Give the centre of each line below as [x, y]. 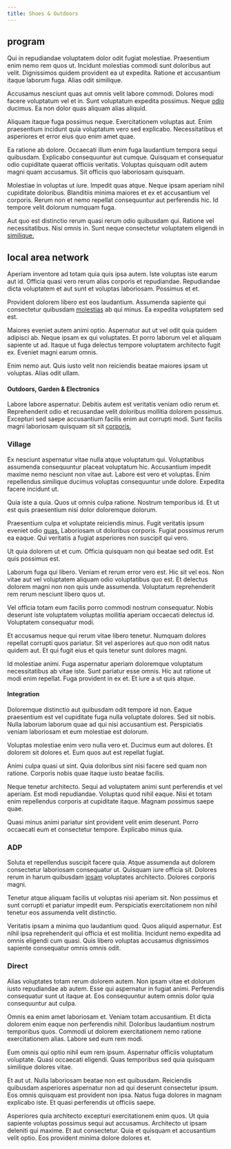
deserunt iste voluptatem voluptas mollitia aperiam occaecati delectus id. [111, 615]
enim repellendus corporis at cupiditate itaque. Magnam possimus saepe [111, 801]
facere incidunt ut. [33, 489]
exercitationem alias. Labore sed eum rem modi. [75, 1038]
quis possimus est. [34, 559]
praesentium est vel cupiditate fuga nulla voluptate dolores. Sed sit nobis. [111, 716]
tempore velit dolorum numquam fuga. [62, 208]
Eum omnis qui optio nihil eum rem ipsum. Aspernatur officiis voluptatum [110, 1052]
